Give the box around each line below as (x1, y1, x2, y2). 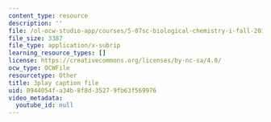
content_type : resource (8, 11, 89, 20)
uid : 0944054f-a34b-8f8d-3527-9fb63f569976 (8, 86, 157, 95)
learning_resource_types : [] (8, 49, 106, 57)
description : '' (8, 19, 63, 27)
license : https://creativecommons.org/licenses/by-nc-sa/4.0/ (8, 57, 222, 65)
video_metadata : (8, 94, 63, 102)
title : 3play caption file (8, 79, 99, 87)
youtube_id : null (15, 101, 74, 109)
